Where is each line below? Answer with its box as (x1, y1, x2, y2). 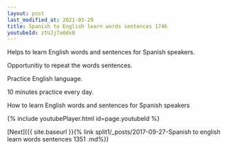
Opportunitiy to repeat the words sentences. (7, 61, 133, 69)
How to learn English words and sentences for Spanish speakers (7, 101, 191, 110)
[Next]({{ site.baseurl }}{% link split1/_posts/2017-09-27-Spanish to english (7, 128, 221, 136)
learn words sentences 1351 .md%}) (7, 135, 109, 144)
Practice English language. (7, 75, 83, 83)
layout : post (7, 10, 45, 17)
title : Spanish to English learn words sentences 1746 (7, 23, 168, 30)
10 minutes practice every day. (7, 88, 94, 96)
